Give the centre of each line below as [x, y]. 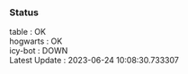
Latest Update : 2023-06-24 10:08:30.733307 [94, 61]
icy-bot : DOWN [39, 51]
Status [24, 12]
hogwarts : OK [36, 41]
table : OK [28, 32]
